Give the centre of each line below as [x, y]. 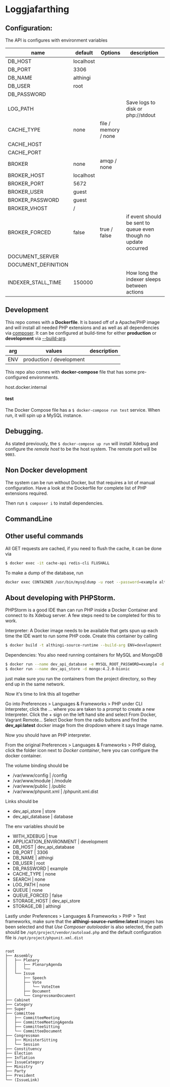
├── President [20, 1076]
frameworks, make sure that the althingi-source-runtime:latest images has [84, 922]
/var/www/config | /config [40, 775]
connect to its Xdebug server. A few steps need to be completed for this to [83, 615]
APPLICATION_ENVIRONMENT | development [60, 842]
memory [110, 130]
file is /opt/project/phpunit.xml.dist [44, 938]
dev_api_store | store [34, 811]
